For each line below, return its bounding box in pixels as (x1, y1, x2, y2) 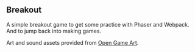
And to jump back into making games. (6, 27, 102, 34)
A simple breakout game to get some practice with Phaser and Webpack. (6, 21, 190, 28)
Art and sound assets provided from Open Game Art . (6, 39, 139, 46)
